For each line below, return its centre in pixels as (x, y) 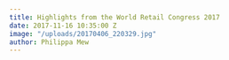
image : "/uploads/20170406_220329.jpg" (83, 34)
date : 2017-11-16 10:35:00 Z (63, 26)
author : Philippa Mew (49, 42)
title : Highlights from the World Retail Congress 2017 (114, 17)
